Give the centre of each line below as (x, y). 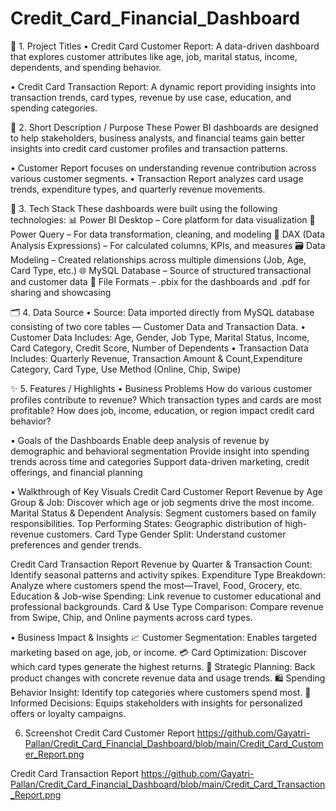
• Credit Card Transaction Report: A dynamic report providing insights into (163, 86)
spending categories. (54, 108)
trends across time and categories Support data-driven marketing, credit (160, 461)
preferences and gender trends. (76, 544)
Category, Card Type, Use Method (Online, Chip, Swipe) (126, 369)
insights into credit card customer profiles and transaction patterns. (149, 148)
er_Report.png (54, 754)
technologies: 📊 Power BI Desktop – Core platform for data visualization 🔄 (163, 219)
